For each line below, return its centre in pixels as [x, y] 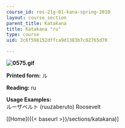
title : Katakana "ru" [34, 29]
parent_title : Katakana [37, 23]
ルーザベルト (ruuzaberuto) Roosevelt [54, 107]
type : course [23, 35]
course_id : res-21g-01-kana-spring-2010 [59, 12]
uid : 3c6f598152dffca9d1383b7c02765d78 [57, 40]
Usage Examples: [29, 99]
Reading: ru [21, 88]
